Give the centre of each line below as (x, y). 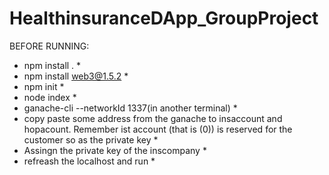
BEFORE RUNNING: (49, 46)
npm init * (44, 86)
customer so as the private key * (91, 139)
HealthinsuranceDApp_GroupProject (164, 18)
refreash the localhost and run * (89, 161)
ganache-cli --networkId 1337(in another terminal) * (130, 108)
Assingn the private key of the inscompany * (115, 150)
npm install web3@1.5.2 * (76, 76)
